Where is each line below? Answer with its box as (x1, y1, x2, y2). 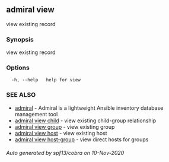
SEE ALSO (6, 91, 36, 99)
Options (6, 63, 30, 72)
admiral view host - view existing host (14, 129, 108, 136)
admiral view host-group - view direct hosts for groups (14, 136, 149, 143)
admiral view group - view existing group (14, 123, 115, 130)
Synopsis (6, 35, 34, 43)
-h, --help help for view (11, 77, 81, 83)
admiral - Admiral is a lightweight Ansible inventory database (14, 104, 164, 112)
